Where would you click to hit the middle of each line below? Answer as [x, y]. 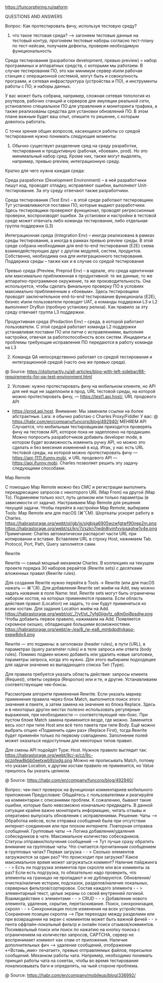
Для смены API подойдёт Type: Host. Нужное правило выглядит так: [76, 750]
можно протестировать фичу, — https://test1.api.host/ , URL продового [84, 396]
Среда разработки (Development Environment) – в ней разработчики [76, 180]
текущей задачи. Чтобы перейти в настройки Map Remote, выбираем [77, 508]
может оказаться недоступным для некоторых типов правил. [69, 740]
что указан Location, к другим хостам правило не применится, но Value [79, 766]
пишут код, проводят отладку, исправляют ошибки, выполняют [71, 185]
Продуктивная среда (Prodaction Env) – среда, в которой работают [75, 322]
